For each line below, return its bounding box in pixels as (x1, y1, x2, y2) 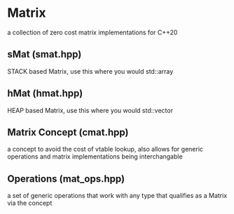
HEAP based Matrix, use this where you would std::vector (7, 106, 174, 114)
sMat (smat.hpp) (7, 48, 82, 60)
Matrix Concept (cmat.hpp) (7, 126, 129, 138)
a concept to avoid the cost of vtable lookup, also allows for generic (7, 145, 204, 154)
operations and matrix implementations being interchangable (7, 152, 184, 161)
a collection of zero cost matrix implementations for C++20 (7, 28, 178, 36)
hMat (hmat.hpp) (7, 88, 83, 100)
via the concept (7, 199, 53, 208)
